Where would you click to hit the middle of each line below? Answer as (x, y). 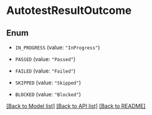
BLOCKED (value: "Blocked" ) (48, 94)
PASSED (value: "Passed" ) (45, 59)
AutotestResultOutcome (69, 11)
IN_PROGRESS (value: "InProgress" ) (57, 47)
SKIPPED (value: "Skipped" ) (48, 83)
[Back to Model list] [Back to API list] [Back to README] (76, 106)
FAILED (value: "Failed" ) (45, 71)
